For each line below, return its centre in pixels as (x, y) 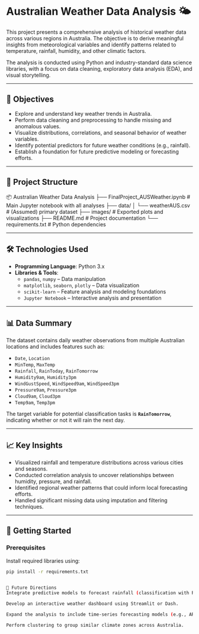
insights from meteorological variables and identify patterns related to (91, 45)
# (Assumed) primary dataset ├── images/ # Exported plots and (85, 212)
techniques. (29, 507)
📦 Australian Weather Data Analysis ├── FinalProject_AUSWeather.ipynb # (98, 197)
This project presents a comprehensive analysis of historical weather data (96, 32)
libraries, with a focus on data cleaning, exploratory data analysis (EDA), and (99, 68)
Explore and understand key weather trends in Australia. (83, 113)
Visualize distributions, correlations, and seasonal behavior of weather (100, 133)
